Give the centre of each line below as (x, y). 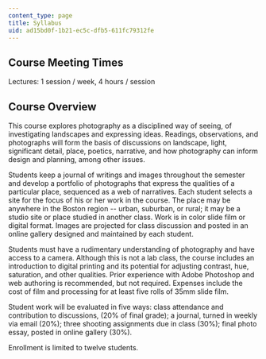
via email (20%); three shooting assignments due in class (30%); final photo (133, 324)
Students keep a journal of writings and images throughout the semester (127, 175)
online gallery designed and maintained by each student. (101, 234)
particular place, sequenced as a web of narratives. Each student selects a (130, 192)
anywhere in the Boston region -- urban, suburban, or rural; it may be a (124, 208)
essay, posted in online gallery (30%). (70, 332)
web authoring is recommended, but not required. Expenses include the (126, 283)
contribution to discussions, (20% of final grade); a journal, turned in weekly (133, 315)
